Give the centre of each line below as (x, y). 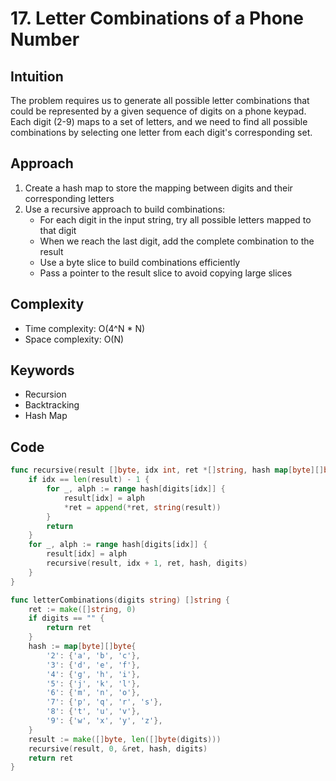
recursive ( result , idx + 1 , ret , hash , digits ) (147, 563)
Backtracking (52, 405)
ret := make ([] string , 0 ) (82, 609)
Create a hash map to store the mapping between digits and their (158, 188)
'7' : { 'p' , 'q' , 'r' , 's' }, (104, 702)
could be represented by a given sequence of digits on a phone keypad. (158, 111)
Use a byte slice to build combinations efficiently (140, 262)
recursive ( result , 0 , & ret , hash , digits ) (118, 748)
